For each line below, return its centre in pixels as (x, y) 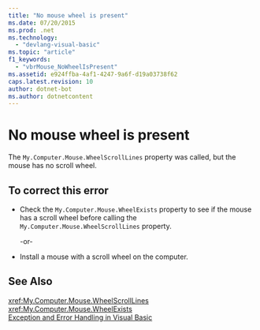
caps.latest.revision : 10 (50, 81)
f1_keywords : (30, 60)
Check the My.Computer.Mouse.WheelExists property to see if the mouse (136, 209)
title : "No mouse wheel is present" (68, 15)
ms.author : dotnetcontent (50, 96)
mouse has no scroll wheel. (52, 166)
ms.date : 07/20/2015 (42, 23)
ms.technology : (33, 37)
